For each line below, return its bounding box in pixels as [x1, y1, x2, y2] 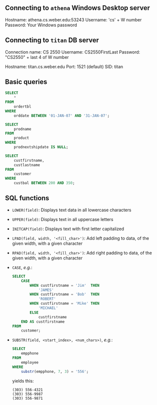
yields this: [12, 378, 34, 384]
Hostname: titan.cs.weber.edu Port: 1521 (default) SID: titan [5, 63, 123, 70]
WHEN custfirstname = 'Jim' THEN [30, 283, 100, 288]
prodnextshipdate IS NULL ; [14, 145, 69, 150]
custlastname [14, 163, 40, 167]
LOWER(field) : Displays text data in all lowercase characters [12, 207, 132, 213]
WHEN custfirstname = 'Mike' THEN [30, 301, 100, 306]
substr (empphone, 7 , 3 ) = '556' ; [21, 369, 89, 374]
